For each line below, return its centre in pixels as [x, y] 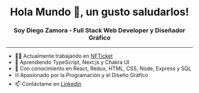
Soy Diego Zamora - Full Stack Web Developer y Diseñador [99, 31]
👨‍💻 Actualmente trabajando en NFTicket [64, 56]
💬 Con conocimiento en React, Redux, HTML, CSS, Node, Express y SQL [103, 69]
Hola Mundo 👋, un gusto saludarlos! [99, 12]
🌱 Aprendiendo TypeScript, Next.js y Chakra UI [72, 62]
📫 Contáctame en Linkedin [48, 84]
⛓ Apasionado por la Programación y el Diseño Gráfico [81, 75]
